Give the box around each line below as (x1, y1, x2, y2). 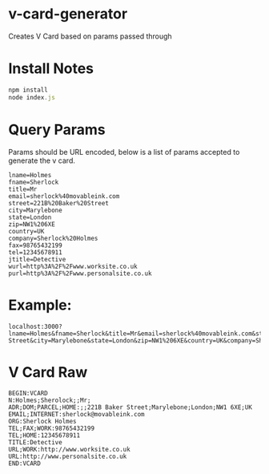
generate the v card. (8, 156, 76, 165)
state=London (8, 213, 52, 221)
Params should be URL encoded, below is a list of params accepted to (8, 147, 240, 156)
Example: (8, 296, 72, 314)
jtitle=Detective (8, 255, 66, 263)
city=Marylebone (8, 206, 62, 214)
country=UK (8, 227, 45, 235)
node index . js (8, 93, 56, 101)
